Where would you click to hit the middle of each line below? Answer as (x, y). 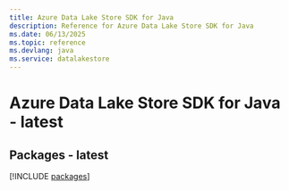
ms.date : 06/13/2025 (48, 34)
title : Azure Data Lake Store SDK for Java (92, 17)
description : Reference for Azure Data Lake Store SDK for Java (132, 26)
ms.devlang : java (42, 51)
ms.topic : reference (48, 42)
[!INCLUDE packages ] (50, 176)
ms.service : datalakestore (59, 59)
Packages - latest (59, 155)
